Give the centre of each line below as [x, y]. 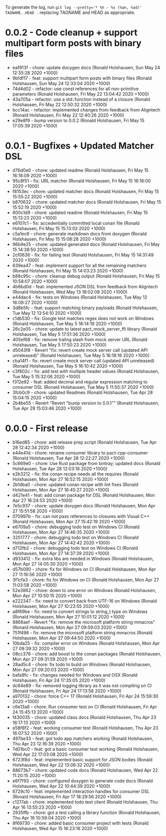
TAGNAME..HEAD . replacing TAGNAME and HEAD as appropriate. [70, 12]
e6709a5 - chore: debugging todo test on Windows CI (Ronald [76, 527]
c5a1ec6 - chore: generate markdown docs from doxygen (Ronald [80, 234]
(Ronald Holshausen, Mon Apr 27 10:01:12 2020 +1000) [68, 616]
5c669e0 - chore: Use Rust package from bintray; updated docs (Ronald [86, 463]
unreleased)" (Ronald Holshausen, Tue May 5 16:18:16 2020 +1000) [81, 355]
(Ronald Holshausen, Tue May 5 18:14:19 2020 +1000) [67, 324]
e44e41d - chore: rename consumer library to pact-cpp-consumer [80, 453]
